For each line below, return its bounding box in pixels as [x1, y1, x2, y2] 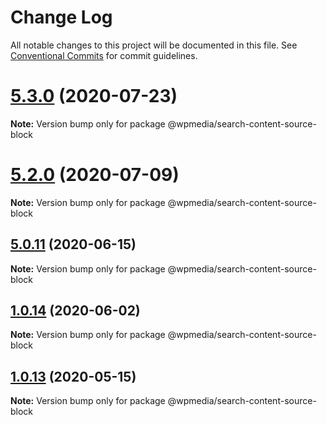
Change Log [10, 6, 113, 29]
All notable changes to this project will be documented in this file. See [10, 39, 298, 51]
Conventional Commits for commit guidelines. [10, 49, 198, 61]
